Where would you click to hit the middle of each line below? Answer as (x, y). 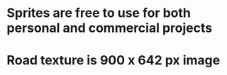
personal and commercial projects (110, 28)
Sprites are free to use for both (99, 13)
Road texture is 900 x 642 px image (113, 60)
